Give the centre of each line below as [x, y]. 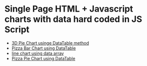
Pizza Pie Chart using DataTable [43, 58]
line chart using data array [37, 53]
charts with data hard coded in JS [73, 19]
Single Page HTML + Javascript [69, 9]
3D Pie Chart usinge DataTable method [50, 43]
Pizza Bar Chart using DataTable [44, 48]
